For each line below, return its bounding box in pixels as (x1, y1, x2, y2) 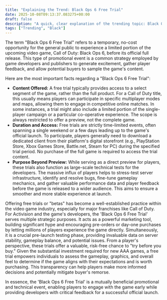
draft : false (5, 16, 32, 21)
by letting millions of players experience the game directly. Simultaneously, (5, 227, 159, 233)
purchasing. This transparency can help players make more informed (5, 264, 147, 270)
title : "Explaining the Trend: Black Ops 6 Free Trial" (5, 7, 123, 12)
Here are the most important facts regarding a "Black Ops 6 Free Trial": (5, 76, 151, 82)
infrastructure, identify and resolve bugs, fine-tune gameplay (12, 175, 138, 181)
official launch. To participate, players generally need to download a (12, 133, 152, 139)
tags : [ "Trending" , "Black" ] (5, 26, 66, 31)
